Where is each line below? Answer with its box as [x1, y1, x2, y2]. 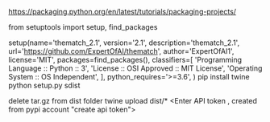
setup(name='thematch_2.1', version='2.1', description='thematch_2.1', [8, 38, 240, 47]
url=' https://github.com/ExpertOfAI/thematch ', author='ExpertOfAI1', [8, 47, 235, 55]
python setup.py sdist [8, 80, 81, 90]
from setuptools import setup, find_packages [8, 22, 158, 31]
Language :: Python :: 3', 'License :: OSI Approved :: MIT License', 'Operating [8, 63, 263, 73]
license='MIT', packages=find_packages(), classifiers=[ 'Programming [8, 55, 243, 64]
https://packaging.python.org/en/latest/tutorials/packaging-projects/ [8, 7, 236, 16]
